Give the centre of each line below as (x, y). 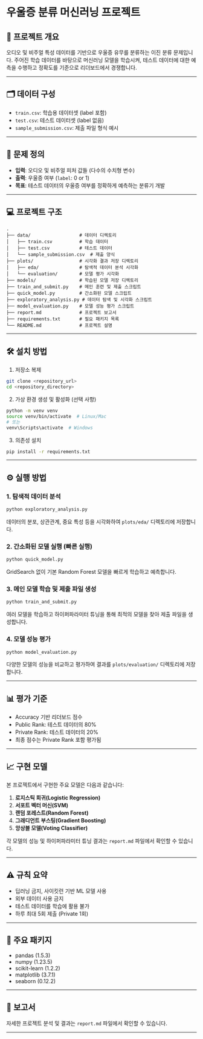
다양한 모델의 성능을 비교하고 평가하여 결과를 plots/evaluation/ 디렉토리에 (95, 664)
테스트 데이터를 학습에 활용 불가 (52, 906)
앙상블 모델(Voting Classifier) (51, 828)
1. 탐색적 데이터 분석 (34, 496)
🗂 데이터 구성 (31, 94)
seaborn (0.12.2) (35, 981)
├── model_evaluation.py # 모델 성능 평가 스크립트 (70, 306)
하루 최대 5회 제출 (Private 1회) (52, 913)
